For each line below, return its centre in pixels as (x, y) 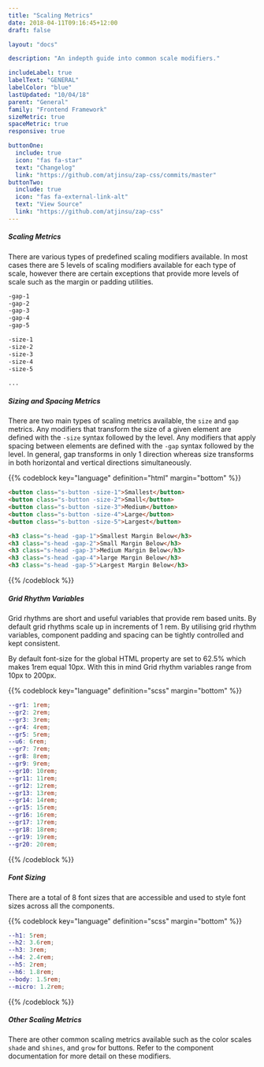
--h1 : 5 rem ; (28, 935)
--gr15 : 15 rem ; (33, 808)
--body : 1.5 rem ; (35, 979)
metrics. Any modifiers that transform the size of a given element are (120, 429)
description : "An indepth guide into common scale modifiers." (114, 59)
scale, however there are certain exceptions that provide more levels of (124, 273)
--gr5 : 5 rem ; (30, 734)
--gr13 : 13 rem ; (33, 793)
